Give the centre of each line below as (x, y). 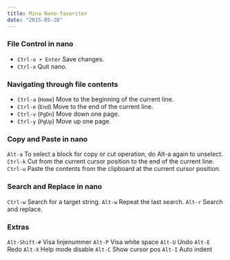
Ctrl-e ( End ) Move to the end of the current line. (85, 107)
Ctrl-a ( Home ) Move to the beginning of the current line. (95, 99)
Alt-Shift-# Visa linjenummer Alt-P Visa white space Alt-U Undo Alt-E (108, 241)
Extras (18, 227)
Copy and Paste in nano (48, 139)
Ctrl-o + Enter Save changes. (61, 59)
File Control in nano (40, 44)
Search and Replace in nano (55, 187)
